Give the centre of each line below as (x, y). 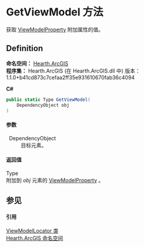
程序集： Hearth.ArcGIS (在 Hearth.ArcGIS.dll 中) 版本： (73, 71)
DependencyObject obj (43, 105)
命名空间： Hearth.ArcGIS (37, 63)
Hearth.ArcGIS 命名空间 (35, 238)
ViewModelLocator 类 (32, 231)
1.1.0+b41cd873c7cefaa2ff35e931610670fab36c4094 (71, 77)
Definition (24, 49)
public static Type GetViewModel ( (48, 100)
